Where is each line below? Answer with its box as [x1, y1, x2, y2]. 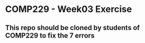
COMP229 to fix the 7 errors [5, 31, 95, 39]
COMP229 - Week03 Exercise [5, 3, 132, 15]
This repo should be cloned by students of [5, 23, 140, 32]
